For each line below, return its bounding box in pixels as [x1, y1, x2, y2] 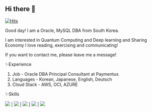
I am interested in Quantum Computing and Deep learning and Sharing [5, 37, 147, 43]
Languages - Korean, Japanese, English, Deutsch [12, 76, 112, 82]
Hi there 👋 [5, 5, 36, 13]
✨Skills [5, 91, 20, 97]
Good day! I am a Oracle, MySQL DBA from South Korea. [5, 28, 119, 33]
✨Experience [5, 61, 32, 67]
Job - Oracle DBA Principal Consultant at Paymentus [12, 71, 119, 77]
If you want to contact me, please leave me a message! [5, 52, 117, 57]
